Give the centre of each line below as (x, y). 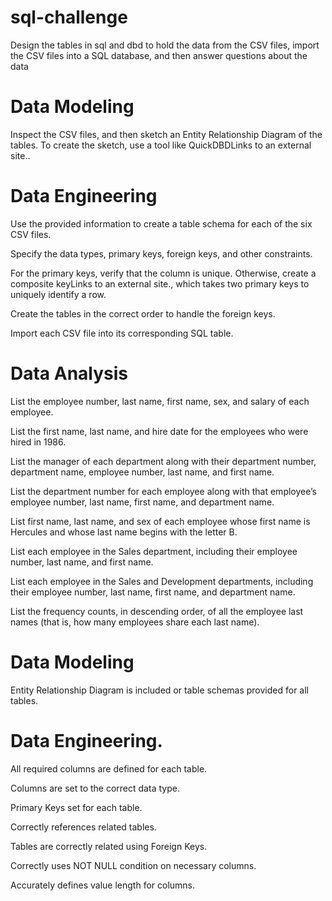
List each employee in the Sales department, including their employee (154, 551)
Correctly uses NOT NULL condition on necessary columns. (133, 865)
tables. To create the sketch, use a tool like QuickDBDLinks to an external (161, 145)
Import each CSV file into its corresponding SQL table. (122, 333)
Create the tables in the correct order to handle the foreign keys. (143, 313)
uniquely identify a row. (58, 294)
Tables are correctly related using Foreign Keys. (109, 846)
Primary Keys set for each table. (76, 807)
